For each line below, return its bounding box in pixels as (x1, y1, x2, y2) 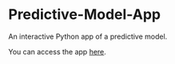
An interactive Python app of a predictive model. (8, 32, 168, 41)
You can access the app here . (8, 47, 106, 56)
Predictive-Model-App (8, 6, 161, 24)
